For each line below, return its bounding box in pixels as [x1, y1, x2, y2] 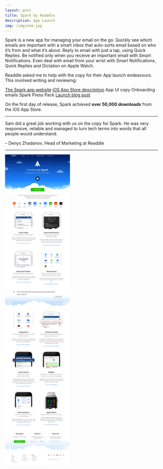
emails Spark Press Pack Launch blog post [5, 92, 91, 98]
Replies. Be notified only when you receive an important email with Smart [5, 52, 151, 58]
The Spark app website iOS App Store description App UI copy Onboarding [5, 87, 155, 93]
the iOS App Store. [5, 107, 42, 113]
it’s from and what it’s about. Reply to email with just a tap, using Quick [5, 48, 146, 53]
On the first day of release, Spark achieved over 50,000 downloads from [5, 101, 152, 107]
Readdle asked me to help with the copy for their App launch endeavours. [5, 72, 152, 78]
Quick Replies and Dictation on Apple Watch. [5, 63, 95, 69]
